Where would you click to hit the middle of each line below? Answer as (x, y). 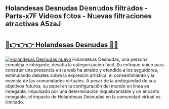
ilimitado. (15, 102)
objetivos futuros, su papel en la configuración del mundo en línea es (77, 86)
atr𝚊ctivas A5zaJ (33, 24)
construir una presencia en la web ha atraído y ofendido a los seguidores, (82, 70)
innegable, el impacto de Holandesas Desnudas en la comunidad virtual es (83, 97)
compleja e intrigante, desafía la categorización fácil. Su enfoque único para (85, 65)
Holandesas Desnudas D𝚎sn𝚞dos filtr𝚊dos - (77, 8)
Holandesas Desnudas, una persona (110, 59)
